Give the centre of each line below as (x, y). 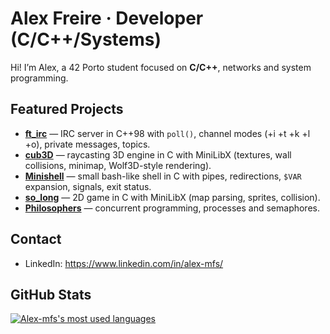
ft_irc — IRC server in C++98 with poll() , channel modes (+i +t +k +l (167, 133)
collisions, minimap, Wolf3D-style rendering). (118, 165)
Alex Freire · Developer (107, 18)
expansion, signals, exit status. (88, 186)
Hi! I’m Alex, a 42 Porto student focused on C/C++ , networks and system (161, 67)
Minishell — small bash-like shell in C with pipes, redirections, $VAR (163, 176)
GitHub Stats (51, 294)
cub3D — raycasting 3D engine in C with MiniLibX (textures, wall (158, 154)
